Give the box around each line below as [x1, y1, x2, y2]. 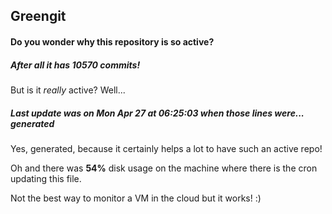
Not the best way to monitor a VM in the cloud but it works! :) [10, 192, 262, 204]
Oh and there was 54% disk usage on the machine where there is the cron [10, 162, 318, 174]
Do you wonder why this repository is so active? [10, 35, 215, 48]
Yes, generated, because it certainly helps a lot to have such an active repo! [10, 142, 323, 154]
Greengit [10, 8, 67, 25]
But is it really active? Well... [10, 84, 126, 96]
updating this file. [10, 172, 82, 184]
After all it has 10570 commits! [10, 59, 141, 71]
